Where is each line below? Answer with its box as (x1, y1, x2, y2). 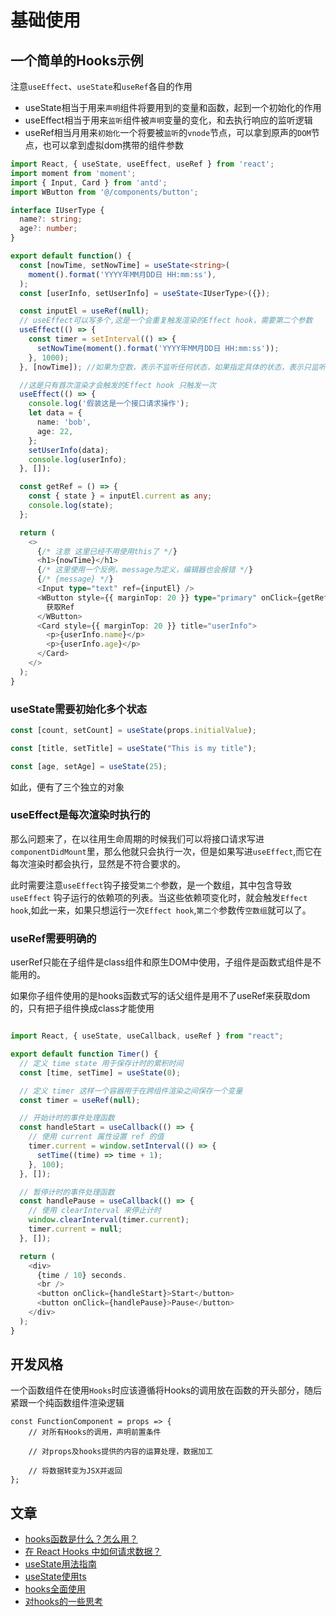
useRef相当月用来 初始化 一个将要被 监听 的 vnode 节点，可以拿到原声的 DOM (24, 127, 312, 138)
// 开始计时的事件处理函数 (19, 1113, 115, 1123)
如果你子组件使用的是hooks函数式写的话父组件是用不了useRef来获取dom (10, 990, 311, 1002)
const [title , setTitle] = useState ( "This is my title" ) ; (10, 743, 257, 753)
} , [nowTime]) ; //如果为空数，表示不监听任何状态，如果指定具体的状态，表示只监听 (19, 362, 327, 372)
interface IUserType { (10, 205, 105, 215)
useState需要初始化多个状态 (10, 702, 148, 716)
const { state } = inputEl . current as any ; (28, 491, 213, 501)
